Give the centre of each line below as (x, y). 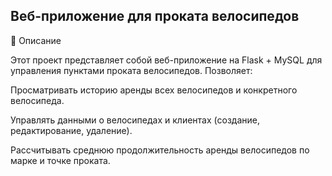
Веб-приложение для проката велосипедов (155, 16)
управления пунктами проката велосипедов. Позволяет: (131, 70)
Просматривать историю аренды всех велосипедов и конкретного (154, 90)
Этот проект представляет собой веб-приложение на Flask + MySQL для (166, 60)
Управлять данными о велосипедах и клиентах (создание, (135, 120)
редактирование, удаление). (71, 130)
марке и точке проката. (60, 160)
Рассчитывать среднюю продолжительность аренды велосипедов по (160, 150)
